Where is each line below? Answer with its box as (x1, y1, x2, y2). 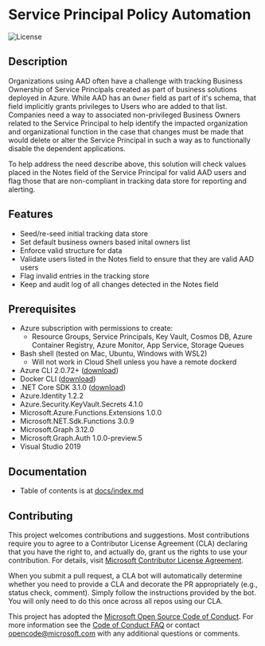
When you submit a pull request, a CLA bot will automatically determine (8, 571, 243, 580)
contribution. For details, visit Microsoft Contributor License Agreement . (8, 555, 244, 565)
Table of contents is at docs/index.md (19, 486, 144, 496)
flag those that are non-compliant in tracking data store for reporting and (8, 176, 247, 185)
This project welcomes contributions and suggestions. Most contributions (8, 531, 250, 539)
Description (8, 55, 68, 68)
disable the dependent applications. (8, 143, 126, 153)
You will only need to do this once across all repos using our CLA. (8, 597, 224, 605)
